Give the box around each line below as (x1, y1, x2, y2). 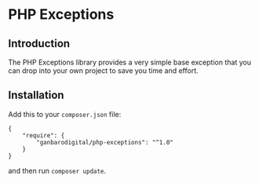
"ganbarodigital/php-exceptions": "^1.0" (36, 138, 174, 146)
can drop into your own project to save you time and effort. (8, 66, 199, 75)
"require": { (22, 131, 65, 139)
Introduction (8, 37, 71, 50)
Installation (8, 89, 64, 102)
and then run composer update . (8, 166, 107, 175)
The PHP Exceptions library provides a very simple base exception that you (8, 57, 251, 67)
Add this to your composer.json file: (8, 109, 122, 119)
